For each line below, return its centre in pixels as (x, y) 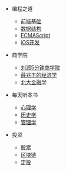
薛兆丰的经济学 (39, 75)
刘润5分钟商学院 (40, 67)
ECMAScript (35, 35)
